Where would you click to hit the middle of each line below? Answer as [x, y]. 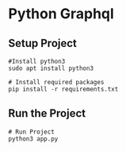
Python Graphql [61, 14]
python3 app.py [33, 139]
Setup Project [43, 43]
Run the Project [47, 113]
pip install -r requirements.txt [63, 89]
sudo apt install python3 [51, 68]
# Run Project [32, 132]
